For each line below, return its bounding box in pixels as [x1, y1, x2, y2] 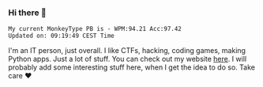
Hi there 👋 [8, 7, 47, 18]
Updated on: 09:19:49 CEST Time [8, 32, 115, 40]
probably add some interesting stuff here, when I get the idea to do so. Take [8, 62, 255, 72]
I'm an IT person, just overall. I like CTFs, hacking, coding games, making [8, 46, 246, 55]
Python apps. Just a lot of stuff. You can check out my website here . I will [8, 55, 247, 64]
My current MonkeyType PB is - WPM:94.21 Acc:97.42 [8, 25, 182, 33]
